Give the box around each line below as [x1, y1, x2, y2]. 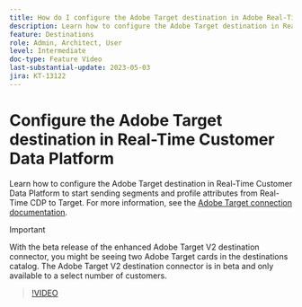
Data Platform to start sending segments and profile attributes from [9, 188, 258, 198]
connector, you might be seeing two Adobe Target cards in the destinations [9, 250, 289, 261]
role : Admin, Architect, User [9, 38, 123, 48]
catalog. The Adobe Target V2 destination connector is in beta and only [9, 260, 274, 271]
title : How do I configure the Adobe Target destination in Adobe [9, 13, 263, 22]
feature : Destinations [9, 30, 94, 39]
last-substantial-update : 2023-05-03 [9, 64, 151, 73]
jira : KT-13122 [9, 72, 67, 81]
